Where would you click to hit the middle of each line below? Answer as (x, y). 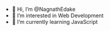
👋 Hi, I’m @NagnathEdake (44, 9)
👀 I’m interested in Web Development (58, 15)
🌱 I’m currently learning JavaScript (55, 22)
